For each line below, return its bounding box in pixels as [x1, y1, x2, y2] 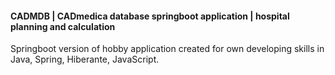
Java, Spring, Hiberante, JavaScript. [10, 53, 160, 66]
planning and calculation [10, 20, 116, 32]
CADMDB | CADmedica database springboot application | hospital [10, 10, 290, 22]
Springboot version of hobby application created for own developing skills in [10, 43, 325, 55]
